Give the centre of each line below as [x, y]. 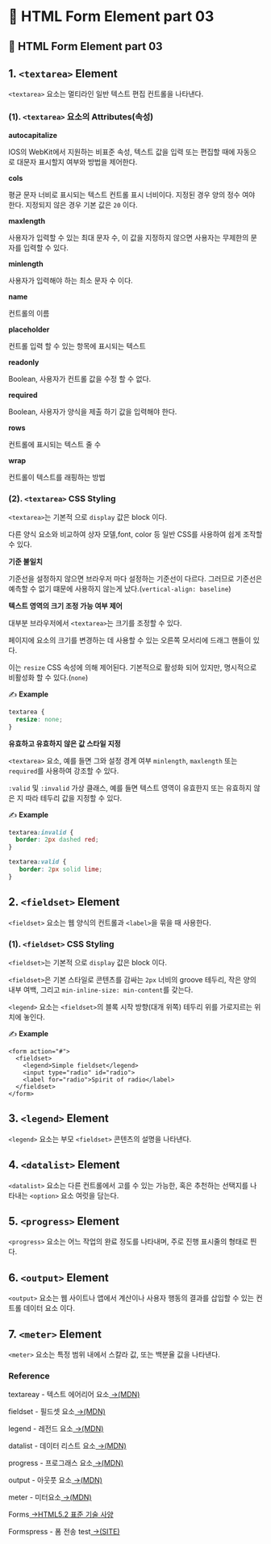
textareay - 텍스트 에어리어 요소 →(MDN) [74, 1395]
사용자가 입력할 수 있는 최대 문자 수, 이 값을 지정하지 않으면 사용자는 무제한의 [129, 237]
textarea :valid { [38, 862]
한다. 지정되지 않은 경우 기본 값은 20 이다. [73, 204]
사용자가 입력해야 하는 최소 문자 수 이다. [71, 280]
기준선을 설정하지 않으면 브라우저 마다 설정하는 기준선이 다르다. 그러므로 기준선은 [135, 578]
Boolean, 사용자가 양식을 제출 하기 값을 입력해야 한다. [93, 412]
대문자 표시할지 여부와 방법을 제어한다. [77, 161]
